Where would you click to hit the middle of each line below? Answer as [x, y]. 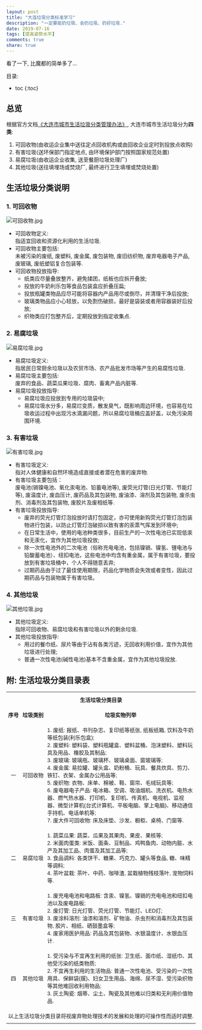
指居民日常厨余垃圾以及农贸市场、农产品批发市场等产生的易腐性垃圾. [100, 368]
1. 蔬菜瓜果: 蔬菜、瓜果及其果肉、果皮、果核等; [105, 836]
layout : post [23, 12]
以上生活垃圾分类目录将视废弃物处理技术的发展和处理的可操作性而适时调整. [101, 1016]
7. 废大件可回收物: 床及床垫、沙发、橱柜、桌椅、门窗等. [116, 821]
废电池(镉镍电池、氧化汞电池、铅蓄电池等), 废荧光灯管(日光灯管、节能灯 [104, 487]
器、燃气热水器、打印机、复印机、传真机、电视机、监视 [116, 798]
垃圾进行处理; [41, 652]
